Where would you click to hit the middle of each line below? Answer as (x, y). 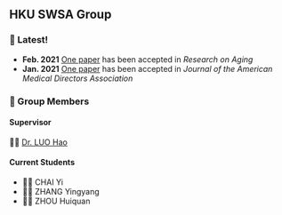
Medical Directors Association (77, 78)
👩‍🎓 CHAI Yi (43, 182)
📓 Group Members (49, 101)
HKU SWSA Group (60, 15)
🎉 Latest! (29, 40)
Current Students (42, 163)
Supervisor (30, 123)
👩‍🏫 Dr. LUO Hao (39, 142)
